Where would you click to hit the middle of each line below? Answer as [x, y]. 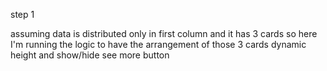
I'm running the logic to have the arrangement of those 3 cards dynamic [158, 44]
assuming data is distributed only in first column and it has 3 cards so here [164, 33]
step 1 [22, 14]
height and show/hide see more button [90, 55]
